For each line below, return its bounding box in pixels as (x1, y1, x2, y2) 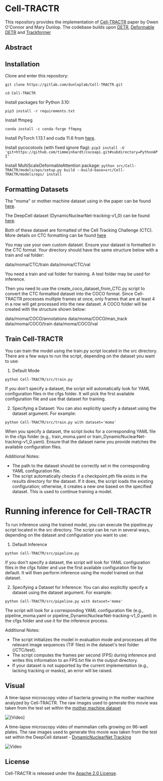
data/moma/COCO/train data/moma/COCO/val (5, 320, 98, 326)
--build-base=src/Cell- (77, 168, 125, 173)
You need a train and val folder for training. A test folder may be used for (5, 271, 151, 277)
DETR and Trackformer (5, 29, 51, 35)
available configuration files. (5, 444, 62, 450)
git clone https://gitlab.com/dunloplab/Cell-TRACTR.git (5, 82, 123, 88)
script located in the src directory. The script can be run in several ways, (5, 527, 150, 532)
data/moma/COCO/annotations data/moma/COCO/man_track (5, 316, 127, 321)
